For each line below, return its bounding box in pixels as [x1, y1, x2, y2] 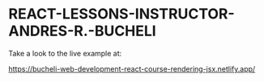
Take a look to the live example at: [8, 48, 122, 58]
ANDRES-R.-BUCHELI [8, 22, 156, 40]
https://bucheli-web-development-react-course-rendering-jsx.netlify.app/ [8, 64, 256, 73]
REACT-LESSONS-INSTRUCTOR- [8, 5, 235, 23]
